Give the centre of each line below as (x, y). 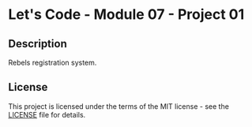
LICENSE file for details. (47, 114)
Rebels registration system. (53, 62)
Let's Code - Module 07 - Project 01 (126, 15)
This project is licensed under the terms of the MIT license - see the (118, 106)
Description (38, 44)
